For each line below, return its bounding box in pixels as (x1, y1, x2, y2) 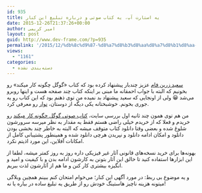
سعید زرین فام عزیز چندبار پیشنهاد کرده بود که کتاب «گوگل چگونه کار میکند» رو (7, 81, 183, 88)
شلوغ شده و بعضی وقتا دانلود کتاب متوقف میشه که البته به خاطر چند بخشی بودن (7, 124, 187, 132)
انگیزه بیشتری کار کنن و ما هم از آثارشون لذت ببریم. (7, 162, 123, 169)
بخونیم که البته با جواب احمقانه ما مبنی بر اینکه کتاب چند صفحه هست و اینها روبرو (7, 88, 188, 95)
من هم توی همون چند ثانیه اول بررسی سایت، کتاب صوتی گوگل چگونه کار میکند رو (7, 112, 189, 119)
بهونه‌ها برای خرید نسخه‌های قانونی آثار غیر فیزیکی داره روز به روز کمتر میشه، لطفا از (7, 149, 196, 156)
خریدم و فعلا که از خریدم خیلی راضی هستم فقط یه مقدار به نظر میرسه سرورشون (7, 118, 191, 126)
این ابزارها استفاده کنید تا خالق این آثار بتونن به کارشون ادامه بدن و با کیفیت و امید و (7, 156, 192, 163)
